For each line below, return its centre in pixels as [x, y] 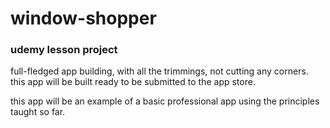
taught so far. [38, 112]
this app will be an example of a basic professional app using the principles [165, 101]
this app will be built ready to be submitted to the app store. [133, 82]
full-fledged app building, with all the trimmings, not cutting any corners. [159, 71]
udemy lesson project [64, 50]
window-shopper [83, 18]
